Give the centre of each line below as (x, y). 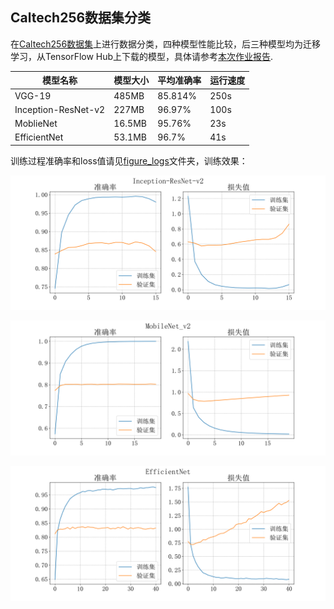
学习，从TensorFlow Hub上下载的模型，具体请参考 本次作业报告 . (142, 56)
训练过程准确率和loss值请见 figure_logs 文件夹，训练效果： (129, 160)
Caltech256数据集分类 (81, 18)
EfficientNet (39, 137)
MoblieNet (36, 124)
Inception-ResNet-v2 (60, 109)
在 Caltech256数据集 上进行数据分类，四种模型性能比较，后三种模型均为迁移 (166, 44)
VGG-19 (33, 95)
